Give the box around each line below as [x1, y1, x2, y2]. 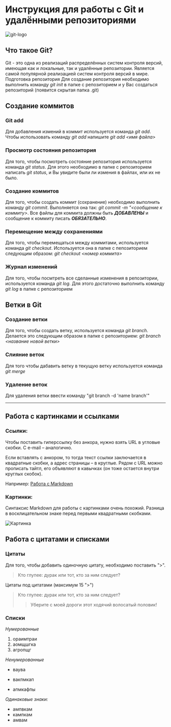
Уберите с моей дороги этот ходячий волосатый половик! [30, 601, 157, 607]
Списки [5, 614, 25, 621]
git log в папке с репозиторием [5, 286, 73, 292]
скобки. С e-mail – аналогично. [5, 444, 73, 451]
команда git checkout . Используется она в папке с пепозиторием [5, 245, 148, 251]
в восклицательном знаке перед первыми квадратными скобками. [5, 510, 152, 517]
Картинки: [5, 493, 33, 500]
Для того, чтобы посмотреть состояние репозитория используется [5, 158, 152, 165]
